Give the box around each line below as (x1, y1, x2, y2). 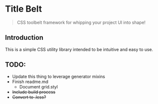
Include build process (12, 89, 56, 95)
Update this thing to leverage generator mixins (12, 73, 105, 79)
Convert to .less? (12, 94, 46, 100)
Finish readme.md (12, 79, 49, 85)
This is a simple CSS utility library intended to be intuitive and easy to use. (5, 46, 153, 52)
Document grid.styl (19, 84, 58, 89)
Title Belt (5, 3, 42, 15)
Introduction (5, 34, 44, 42)
